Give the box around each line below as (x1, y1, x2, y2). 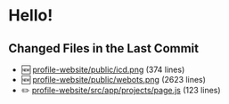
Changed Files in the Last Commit (8, 41, 200, 56)
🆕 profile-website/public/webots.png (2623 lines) (20, 75, 207, 84)
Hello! (8, 5, 53, 26)
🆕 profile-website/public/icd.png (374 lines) (20, 64, 185, 75)
